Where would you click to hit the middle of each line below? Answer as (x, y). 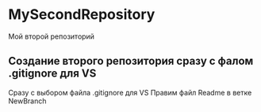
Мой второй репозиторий (52, 36)
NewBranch (27, 101)
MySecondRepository (82, 15)
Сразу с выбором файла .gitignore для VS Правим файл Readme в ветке (130, 92)
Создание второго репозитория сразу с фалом (131, 61)
